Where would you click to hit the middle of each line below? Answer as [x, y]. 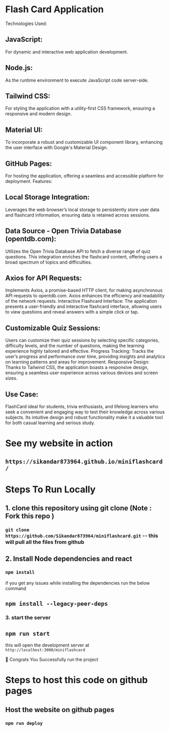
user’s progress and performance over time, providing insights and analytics [85, 357]
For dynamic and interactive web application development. [67, 51]
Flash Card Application [54, 9]
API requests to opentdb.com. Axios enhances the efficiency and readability [85, 296]
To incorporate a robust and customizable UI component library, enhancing [84, 142]
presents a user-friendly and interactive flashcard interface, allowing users [83, 306]
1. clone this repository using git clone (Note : [78, 508]
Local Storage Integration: [48, 197]
